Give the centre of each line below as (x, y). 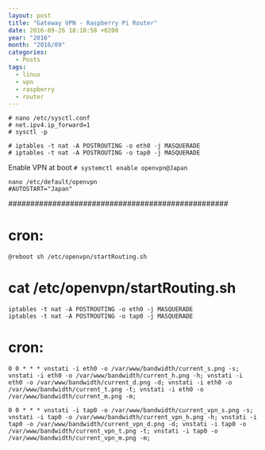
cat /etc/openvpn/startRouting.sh (122, 288)
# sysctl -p (28, 132)
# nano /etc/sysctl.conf (49, 118)
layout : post (30, 15)
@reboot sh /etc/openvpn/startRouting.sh (78, 257)
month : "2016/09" (37, 45)
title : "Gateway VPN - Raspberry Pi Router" (83, 23)
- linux (28, 74)
